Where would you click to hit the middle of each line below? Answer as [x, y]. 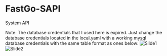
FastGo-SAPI [33, 9]
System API [17, 23]
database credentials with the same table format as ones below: [72, 43]
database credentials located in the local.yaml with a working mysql [76, 38]
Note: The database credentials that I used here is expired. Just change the [84, 32]
